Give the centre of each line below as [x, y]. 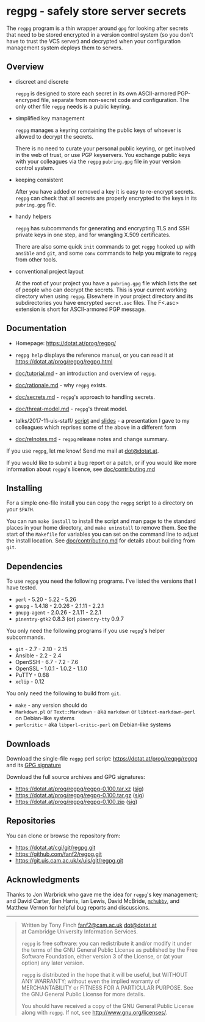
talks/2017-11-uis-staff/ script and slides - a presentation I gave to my [103, 420]
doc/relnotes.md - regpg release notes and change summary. [92, 439]
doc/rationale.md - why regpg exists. [61, 385]
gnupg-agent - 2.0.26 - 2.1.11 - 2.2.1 [58, 613]
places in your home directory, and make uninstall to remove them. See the [102, 528]
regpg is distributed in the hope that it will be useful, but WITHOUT [104, 974]
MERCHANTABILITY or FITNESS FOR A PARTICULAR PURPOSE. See [107, 987]
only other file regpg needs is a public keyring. [73, 106]
